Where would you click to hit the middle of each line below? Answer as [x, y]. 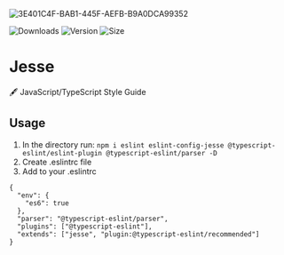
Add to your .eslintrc [59, 171]
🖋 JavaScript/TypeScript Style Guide [78, 92]
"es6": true [47, 203]
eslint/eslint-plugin [62, 153]
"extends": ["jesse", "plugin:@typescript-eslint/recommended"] [138, 234]
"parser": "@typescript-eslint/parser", [93, 219]
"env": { [33, 195]
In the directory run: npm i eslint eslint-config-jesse [123, 144]
